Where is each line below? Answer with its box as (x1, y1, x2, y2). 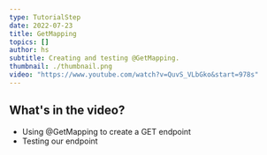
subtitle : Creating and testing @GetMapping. (9, 54, 179, 63)
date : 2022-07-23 (9, 21, 73, 30)
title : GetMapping (9, 29, 77, 38)
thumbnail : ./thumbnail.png (9, 63, 113, 71)
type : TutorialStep (9, 12, 81, 22)
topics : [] (9, 37, 50, 47)
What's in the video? (9, 103, 126, 118)
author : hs (9, 46, 50, 55)
